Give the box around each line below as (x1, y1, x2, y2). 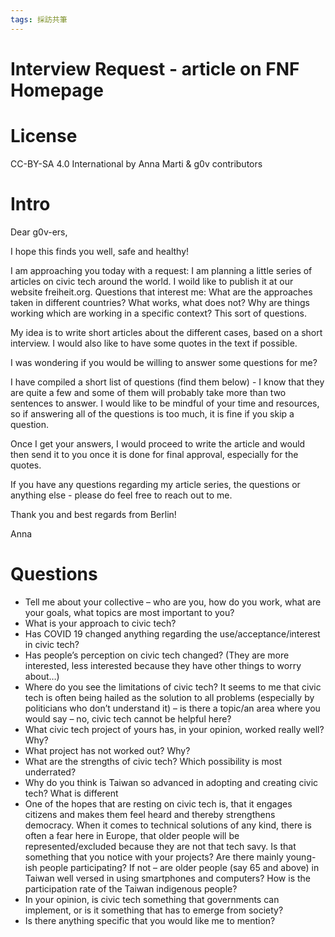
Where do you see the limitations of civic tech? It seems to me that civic (24, 681, 322, 693)
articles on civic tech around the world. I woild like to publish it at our (10, 275, 294, 287)
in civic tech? (24, 638, 80, 650)
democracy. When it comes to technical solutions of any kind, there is (24, 819, 312, 831)
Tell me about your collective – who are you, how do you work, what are (24, 596, 322, 608)
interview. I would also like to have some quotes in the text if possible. (10, 337, 298, 349)
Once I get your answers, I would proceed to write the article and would (10, 437, 306, 450)
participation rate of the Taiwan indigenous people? (24, 882, 238, 895)
